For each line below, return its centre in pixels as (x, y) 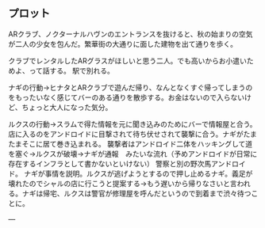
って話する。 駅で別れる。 (72, 70)
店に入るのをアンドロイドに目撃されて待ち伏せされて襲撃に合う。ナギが (126, 134)
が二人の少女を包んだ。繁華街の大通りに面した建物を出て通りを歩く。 (123, 44)
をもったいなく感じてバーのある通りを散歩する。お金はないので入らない (126, 97)
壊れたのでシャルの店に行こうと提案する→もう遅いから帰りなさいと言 (123, 183)
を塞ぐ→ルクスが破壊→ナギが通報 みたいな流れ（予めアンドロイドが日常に (133, 154)
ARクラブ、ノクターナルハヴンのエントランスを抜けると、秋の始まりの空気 (131, 34)
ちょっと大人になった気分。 (67, 107)
